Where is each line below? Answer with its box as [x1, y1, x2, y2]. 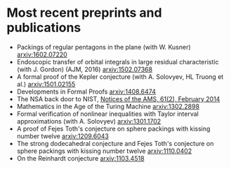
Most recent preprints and [6, 5, 162, 21]
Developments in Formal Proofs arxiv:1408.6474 [16, 87, 156, 96]
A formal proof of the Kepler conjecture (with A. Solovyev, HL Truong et [16, 72, 224, 81]
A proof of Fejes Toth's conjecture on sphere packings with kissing [16, 124, 211, 133]
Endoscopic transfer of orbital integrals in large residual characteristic [16, 57, 219, 66]
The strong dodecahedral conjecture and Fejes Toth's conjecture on [16, 139, 214, 147]
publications [6, 20, 81, 36]
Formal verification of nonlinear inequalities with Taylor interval [16, 110, 199, 118]
